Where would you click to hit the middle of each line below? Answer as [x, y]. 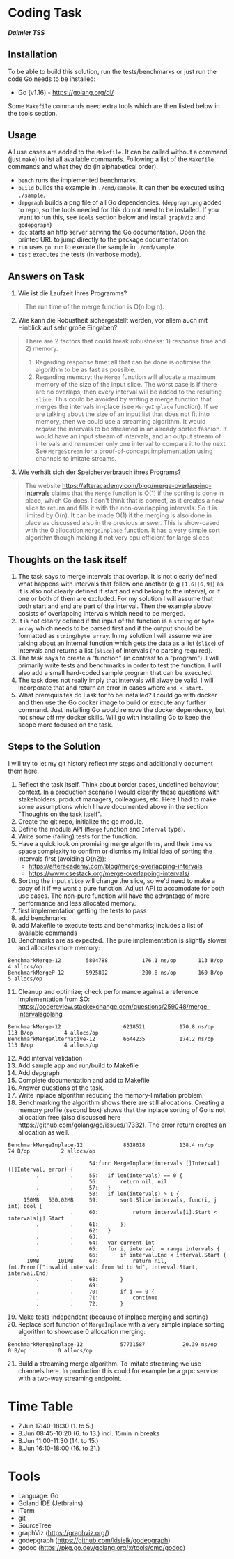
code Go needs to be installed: [52, 79]
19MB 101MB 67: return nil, [97, 1261]
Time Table [41, 1406]
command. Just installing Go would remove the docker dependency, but [121, 710]
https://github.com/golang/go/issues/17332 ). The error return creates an [122, 1125]
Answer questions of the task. [61, 1088]
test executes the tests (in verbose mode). [79, 254]
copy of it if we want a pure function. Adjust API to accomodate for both [121, 888]
